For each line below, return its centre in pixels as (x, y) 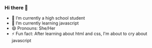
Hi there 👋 (16, 8)
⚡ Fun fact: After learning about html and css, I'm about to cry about (79, 34)
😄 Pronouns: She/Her (33, 28)
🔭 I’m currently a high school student (48, 18)
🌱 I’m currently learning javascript (45, 23)
